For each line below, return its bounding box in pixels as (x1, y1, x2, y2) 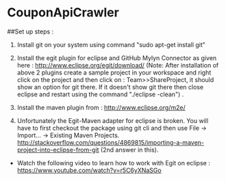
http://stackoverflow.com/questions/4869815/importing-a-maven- (16, 138, 204, 146)
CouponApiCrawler (7, 5, 120, 20)
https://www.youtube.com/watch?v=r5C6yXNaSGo (16, 166, 162, 174)
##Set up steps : (7, 27, 54, 36)
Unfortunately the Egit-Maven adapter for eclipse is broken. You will (16, 116, 209, 124)
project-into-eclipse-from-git (16, 145, 99, 154)
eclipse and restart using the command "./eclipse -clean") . (16, 90, 184, 98)
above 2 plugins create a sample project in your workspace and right (16, 68, 212, 76)
